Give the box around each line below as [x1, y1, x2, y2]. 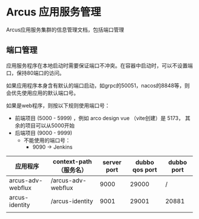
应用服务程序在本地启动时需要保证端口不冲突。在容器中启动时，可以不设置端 [6, 62, 193, 69]
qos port [132, 165, 158, 173]
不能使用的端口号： [23, 137, 71, 144]
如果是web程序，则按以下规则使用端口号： [6, 102, 110, 109]
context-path [53, 157, 92, 166]
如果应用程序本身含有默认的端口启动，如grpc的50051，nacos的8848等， [6, 82, 185, 89]
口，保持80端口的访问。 [6, 69, 65, 76]
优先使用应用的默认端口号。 [11, 89, 79, 96]
